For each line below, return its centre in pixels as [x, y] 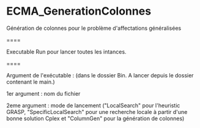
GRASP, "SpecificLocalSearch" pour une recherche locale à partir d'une [97, 112]
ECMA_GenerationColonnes [79, 11]
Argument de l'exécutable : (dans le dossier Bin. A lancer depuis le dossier [100, 75]
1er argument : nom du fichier [43, 93]
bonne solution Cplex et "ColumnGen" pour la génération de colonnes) [95, 118]
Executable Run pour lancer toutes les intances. [66, 52]
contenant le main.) [31, 82]
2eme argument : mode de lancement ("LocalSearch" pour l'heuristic [93, 105]
